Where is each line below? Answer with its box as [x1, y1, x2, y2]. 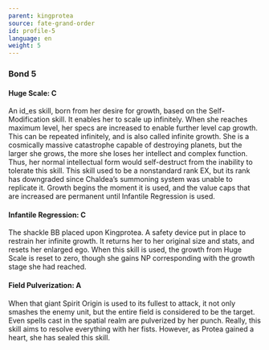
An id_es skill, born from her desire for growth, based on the [8, 106, 207, 116]
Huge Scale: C [8, 88, 57, 97]
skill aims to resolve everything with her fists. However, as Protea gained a [8, 323, 255, 334]
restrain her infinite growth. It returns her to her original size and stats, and [8, 237, 255, 246]
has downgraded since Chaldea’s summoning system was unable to [8, 175, 233, 184]
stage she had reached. [8, 262, 87, 272]
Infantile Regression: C [8, 210, 87, 220]
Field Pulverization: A [8, 281, 82, 290]
